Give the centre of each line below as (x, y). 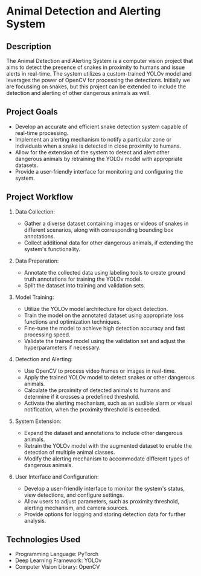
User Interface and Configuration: (57, 477)
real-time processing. (42, 133)
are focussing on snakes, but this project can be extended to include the (96, 87)
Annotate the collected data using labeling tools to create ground (105, 272)
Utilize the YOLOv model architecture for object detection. (96, 309)
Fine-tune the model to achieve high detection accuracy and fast (104, 328)
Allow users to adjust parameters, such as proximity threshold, (102, 501)
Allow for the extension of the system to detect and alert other (92, 152)
